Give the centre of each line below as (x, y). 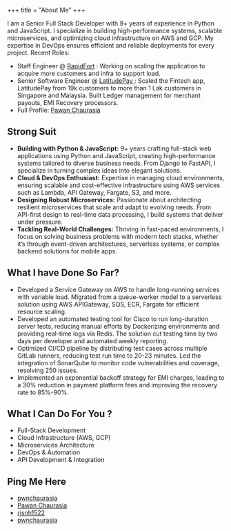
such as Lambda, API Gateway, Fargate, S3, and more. (94, 192)
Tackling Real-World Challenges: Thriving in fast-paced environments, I (120, 229)
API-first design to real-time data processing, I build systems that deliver (120, 214)
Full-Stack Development (51, 430)
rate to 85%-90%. (43, 392)
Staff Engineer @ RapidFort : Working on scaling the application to (111, 66)
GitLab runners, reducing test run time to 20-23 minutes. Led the (109, 356)
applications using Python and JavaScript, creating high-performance (116, 155)
